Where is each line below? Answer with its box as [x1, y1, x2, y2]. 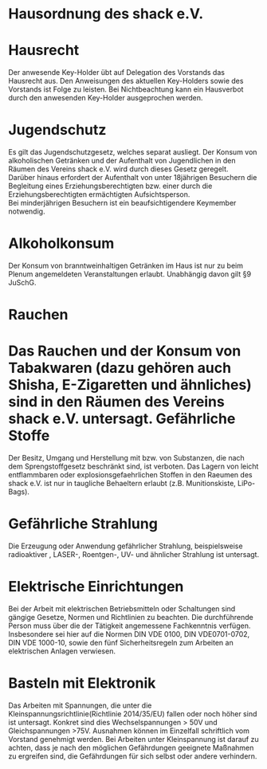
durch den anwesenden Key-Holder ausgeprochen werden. [8, 93, 203, 103]
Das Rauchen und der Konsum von [8, 342, 241, 360]
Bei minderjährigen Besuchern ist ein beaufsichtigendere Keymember [8, 198, 237, 208]
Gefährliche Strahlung [8, 515, 158, 533]
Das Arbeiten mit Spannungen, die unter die [8, 700, 152, 710]
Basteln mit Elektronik [8, 674, 156, 692]
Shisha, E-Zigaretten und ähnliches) [8, 376, 253, 394]
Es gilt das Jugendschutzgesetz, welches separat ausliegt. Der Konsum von [8, 147, 257, 157]
